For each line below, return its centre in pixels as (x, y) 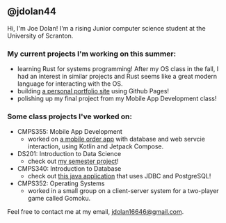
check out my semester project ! (73, 161)
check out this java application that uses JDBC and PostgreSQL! (119, 176)
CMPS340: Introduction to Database (69, 169)
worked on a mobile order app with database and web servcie (116, 139)
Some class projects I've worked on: (70, 116)
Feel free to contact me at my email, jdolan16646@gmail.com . (96, 212)
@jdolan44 (32, 11)
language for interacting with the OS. (70, 84)
